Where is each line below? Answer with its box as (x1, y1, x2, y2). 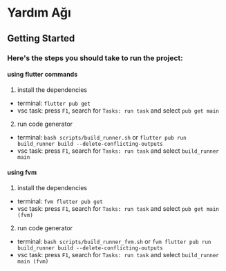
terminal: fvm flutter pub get (17, 197, 104, 205)
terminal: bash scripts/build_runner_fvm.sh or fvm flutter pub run (17, 237, 211, 245)
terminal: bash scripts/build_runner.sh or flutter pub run (17, 133, 187, 141)
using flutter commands (7, 71, 78, 79)
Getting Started (7, 32, 75, 44)
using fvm (7, 168, 37, 177)
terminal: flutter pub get (17, 99, 91, 107)
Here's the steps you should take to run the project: (7, 53, 183, 63)
